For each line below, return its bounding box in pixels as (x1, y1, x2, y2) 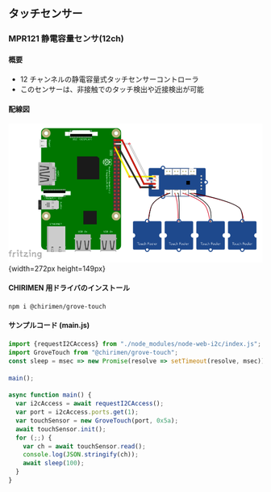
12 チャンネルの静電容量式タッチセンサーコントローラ (19, 74, 199, 84)
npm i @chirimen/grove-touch (8, 302, 106, 310)
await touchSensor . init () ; (15, 425, 106, 433)
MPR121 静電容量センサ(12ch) (8, 33, 124, 44)
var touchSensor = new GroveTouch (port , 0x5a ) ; (15, 416, 179, 425)
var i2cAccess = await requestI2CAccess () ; (15, 400, 164, 408)
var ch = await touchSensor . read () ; (23, 442, 147, 450)
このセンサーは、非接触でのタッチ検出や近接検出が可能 (19, 84, 204, 94)
